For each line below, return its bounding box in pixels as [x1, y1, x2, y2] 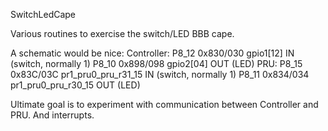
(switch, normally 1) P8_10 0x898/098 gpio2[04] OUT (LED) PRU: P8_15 [10, 58, 303, 69]
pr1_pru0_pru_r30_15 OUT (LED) [10, 79, 141, 91]
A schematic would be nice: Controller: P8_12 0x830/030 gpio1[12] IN [10, 47, 295, 59]
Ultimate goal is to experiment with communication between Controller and [10, 99, 319, 110]
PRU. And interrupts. [10, 109, 95, 121]
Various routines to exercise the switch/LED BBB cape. [10, 28, 235, 39]
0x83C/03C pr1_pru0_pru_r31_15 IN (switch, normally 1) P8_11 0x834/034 [10, 69, 310, 80]
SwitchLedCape [10, 9, 77, 20]
